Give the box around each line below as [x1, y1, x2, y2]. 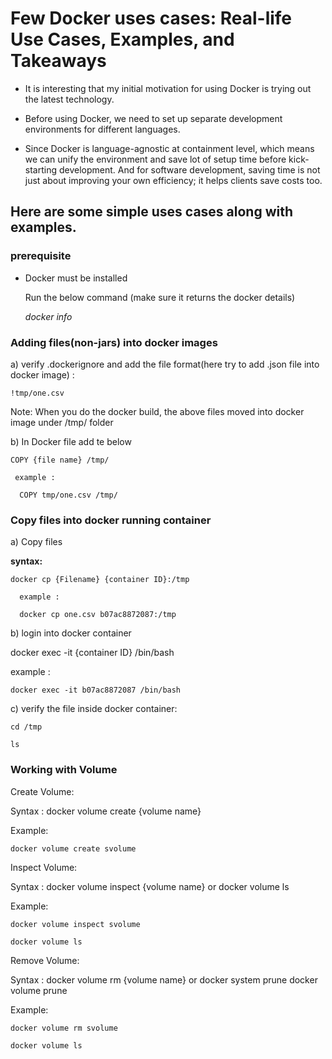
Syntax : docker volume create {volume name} [10, 805, 202, 817]
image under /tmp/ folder [10, 416, 114, 428]
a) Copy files [10, 536, 63, 548]
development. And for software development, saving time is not [58, 163, 321, 176]
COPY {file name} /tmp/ [10, 455, 110, 465]
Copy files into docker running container [10, 513, 212, 527]
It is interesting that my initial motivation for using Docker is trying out [24, 82, 312, 94]
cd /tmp [10, 722, 43, 732]
